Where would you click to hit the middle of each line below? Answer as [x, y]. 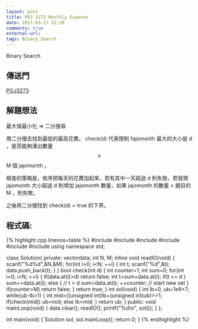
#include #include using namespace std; [56, 246]
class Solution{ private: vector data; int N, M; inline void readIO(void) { [91, 258]
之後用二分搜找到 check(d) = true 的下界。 [58, 205]
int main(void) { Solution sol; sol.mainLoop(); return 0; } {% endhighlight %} [98, 320]
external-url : [24, 34]
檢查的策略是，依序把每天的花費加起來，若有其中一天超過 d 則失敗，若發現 [97, 178]
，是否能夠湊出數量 [30, 146]
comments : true [25, 28]
